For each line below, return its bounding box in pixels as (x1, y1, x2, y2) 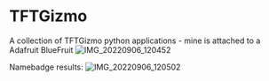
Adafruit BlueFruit (9, 44, 74, 55)
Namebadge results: (9, 62, 83, 72)
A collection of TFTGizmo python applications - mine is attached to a (9, 35, 261, 46)
